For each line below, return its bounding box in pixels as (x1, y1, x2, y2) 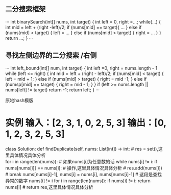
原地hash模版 (5, 97, 34, 103)
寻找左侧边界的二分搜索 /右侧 (5, 51, 97, 60)
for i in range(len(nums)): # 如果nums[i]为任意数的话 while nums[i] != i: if (5, 158, 157, 164)
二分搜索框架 (5, 5, 46, 14)
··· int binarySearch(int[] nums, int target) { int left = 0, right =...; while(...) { (5, 18, 161, 25)
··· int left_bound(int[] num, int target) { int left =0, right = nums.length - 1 (5, 65, 157, 71)
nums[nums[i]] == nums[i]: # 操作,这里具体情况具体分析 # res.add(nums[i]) (5, 165, 162, 171)
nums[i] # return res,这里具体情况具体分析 (5, 184, 93, 190)
